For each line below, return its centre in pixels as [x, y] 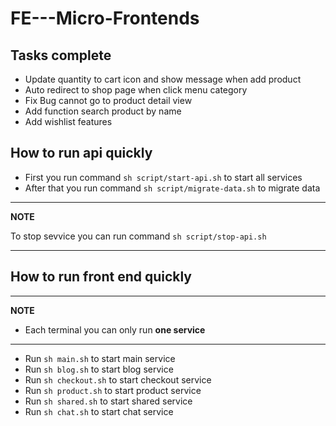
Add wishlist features [68, 121]
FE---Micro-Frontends [105, 18]
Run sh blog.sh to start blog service [99, 369]
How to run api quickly [81, 153]
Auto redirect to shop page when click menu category [136, 90]
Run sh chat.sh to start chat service [99, 411]
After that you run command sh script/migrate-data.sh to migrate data [172, 188]
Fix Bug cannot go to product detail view [108, 100]
